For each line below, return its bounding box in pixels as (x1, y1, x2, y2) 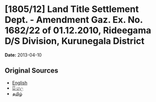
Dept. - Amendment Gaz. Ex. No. (5, 14, 143, 25)
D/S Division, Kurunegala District (5, 35, 144, 47)
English (12, 79, 28, 85)
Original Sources (5, 66, 58, 75)
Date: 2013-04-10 (5, 51, 42, 58)
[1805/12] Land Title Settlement (5, 3, 139, 15)
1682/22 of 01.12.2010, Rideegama (5, 25, 151, 36)
